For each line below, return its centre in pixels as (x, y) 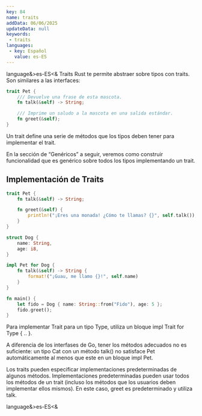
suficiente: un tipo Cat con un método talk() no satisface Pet (81, 351)
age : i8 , (28, 249)
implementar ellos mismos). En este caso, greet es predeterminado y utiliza (99, 389)
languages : (20, 46)
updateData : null (28, 29)
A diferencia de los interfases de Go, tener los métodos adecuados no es (96, 345)
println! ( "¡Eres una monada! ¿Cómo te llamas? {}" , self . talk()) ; (113, 216)
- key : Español (28, 51)
